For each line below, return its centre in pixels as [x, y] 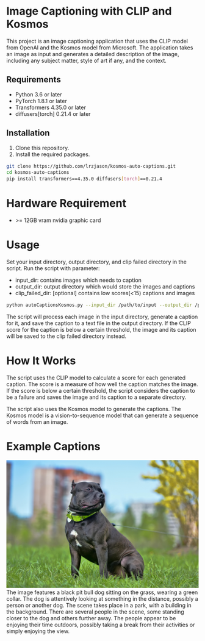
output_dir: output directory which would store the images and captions [105, 287]
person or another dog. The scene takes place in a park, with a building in [99, 606]
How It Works [41, 361]
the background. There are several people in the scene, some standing [95, 612]
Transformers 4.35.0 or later [51, 107]
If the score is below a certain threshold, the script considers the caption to [101, 390]
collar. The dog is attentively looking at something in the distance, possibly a [102, 599]
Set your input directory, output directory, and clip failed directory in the [97, 262]
